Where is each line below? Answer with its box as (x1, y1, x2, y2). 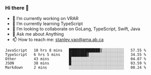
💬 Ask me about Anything (12, 31, 64, 37)
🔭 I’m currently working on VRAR (12, 16, 79, 22)
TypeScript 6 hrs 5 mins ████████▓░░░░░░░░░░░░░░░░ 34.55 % (5, 52, 147, 57)
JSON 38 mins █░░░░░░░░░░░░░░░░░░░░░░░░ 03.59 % (5, 61, 147, 66)
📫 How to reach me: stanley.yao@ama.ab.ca (12, 37, 104, 43)
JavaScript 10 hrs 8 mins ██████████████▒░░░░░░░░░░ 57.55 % (5, 48, 147, 53)
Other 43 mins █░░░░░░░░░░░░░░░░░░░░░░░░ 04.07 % (5, 56, 147, 62)
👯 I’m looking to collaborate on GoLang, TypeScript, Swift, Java (12, 26, 140, 32)
